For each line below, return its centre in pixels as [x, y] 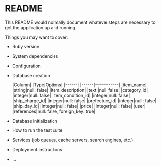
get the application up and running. [41, 27]
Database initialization [35, 121]
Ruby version [26, 46]
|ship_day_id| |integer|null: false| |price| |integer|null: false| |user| [79, 106]
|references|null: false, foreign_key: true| [54, 111]
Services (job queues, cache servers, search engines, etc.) [73, 140]
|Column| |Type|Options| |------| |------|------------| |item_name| [80, 85]
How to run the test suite [37, 130]
